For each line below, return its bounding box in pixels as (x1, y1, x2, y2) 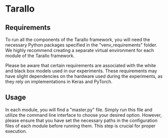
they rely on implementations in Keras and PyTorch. (5, 79, 113, 84)
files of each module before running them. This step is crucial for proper (5, 122, 156, 129)
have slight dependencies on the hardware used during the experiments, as (5, 73, 163, 79)
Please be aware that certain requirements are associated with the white (5, 63, 156, 68)
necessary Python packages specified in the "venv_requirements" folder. (5, 42, 157, 48)
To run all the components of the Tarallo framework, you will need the (5, 36, 150, 42)
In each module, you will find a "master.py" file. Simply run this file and (5, 107, 153, 113)
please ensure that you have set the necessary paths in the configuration (5, 117, 158, 123)
